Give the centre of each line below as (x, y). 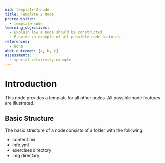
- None (16, 46)
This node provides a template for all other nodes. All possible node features (83, 98)
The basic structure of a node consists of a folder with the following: (74, 130)
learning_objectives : (27, 28)
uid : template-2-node (27, 10)
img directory (26, 155)
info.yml (20, 145)
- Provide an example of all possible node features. (66, 37)
